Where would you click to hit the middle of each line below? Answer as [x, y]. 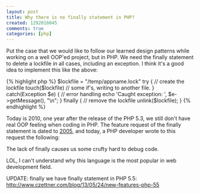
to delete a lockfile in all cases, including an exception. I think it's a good [95, 64]
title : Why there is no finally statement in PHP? [70, 17]
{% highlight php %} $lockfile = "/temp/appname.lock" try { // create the [96, 82]
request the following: [33, 137]
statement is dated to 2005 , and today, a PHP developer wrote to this [91, 131]
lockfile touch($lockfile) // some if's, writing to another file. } [80, 88]
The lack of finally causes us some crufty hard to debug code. [83, 149]
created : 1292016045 [32, 23]
